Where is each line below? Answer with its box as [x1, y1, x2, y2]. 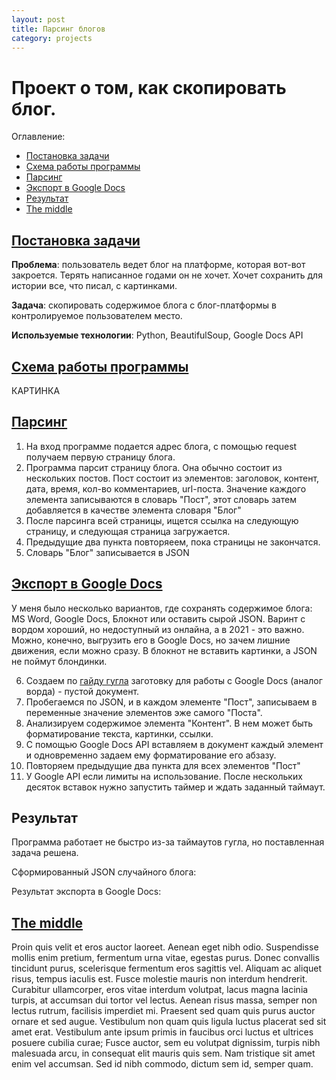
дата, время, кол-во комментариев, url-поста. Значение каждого [25, 482, 307, 495]
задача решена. [11, 847, 79, 859]
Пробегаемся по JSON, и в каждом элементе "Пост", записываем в [25, 696, 318, 708]
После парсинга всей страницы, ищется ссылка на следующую [25, 514, 299, 526]
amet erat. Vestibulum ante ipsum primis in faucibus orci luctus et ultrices [11, 1026, 314, 1038]
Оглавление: [11, 131, 66, 143]
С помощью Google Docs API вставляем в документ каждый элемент [25, 738, 324, 750]
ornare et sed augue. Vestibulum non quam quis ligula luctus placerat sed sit [11, 1016, 327, 1028]
